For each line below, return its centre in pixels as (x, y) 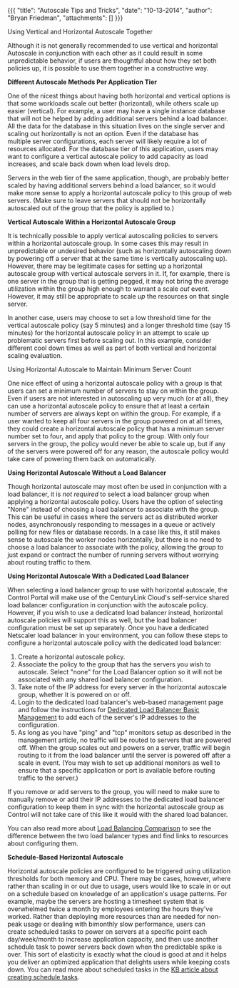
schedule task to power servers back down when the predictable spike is (115, 947)
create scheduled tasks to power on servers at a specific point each (107, 932)
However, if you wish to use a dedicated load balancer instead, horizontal (115, 613)
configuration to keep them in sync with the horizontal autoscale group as (116, 807)
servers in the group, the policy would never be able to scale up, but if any (117, 444)
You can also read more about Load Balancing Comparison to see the (110, 828)
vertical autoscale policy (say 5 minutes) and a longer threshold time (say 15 (119, 325)
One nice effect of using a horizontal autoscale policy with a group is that (115, 383)
